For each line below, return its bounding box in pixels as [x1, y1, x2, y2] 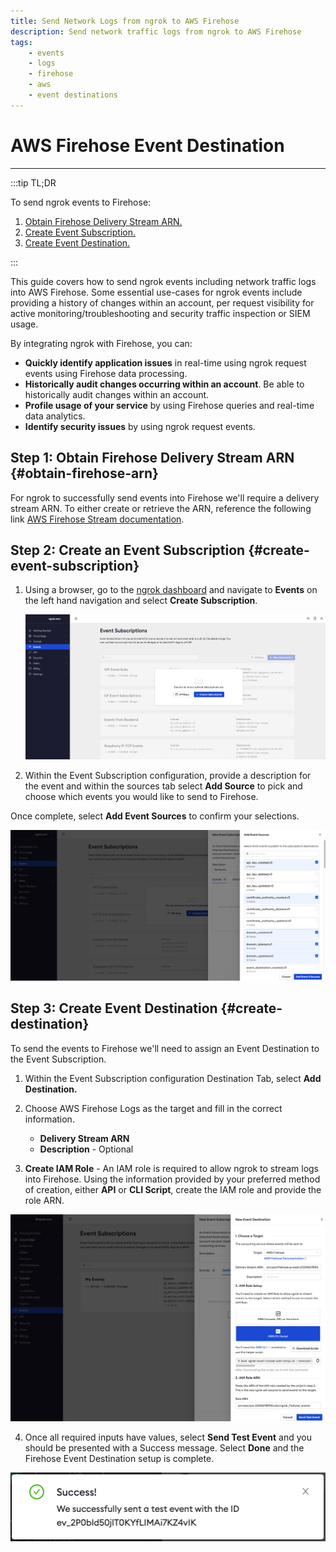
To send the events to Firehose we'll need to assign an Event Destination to [10, 1042, 320, 1054]
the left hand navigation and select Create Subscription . [24, 595, 258, 607]
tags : [10, 37, 33, 47]
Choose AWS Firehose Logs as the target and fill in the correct [24, 1102, 283, 1114]
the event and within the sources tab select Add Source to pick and [24, 780, 303, 792]
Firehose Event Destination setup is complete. [24, 1452, 215, 1464]
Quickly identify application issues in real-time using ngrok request [24, 356, 307, 369]
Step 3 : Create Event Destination [10, 1000, 218, 1017]
